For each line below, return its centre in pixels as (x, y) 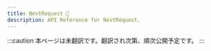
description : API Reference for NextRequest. (74, 20)
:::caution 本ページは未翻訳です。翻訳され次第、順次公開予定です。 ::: (106, 40)
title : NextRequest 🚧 (38, 13)
